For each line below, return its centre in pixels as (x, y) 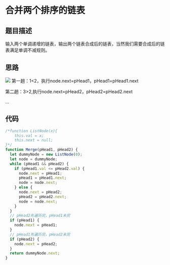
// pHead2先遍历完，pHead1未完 (40, 216)
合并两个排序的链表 (45, 10)
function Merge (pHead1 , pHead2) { (42, 150)
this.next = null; (34, 140)
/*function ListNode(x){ (31, 131)
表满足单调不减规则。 (27, 50)
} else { (24, 187)
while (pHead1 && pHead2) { (39, 164)
